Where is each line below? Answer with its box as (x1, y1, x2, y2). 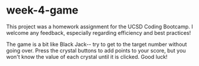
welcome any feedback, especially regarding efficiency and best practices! (6, 29, 191, 36)
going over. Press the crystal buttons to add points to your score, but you (6, 47, 186, 54)
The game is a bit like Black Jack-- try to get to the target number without (6, 41, 187, 48)
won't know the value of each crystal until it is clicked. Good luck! (6, 53, 168, 60)
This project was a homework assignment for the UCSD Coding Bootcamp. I (6, 23, 193, 30)
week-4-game (6, 4, 79, 17)
